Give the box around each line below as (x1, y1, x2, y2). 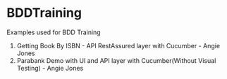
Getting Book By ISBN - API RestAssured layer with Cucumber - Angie (16, 41, 220, 50)
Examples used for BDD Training (6, 28, 101, 36)
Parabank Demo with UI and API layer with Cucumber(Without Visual (16, 56, 216, 64)
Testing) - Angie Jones (16, 64, 84, 72)
